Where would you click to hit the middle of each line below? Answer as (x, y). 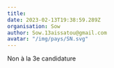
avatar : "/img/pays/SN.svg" (48, 39)
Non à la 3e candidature (42, 58)
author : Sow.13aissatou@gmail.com (57, 33)
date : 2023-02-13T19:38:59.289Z (54, 20)
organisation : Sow (34, 26)
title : (17, 13)
